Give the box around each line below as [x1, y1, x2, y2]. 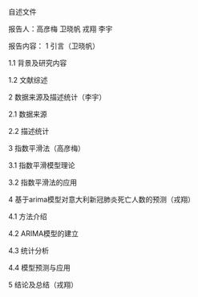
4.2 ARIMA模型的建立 [8, 229, 79, 238]
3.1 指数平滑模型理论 [8, 161, 75, 170]
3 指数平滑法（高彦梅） [8, 144, 86, 153]
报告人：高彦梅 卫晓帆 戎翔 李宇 [8, 24, 113, 34]
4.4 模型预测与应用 [8, 263, 71, 272]
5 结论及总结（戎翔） [8, 280, 79, 289]
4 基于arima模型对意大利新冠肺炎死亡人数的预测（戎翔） [8, 195, 195, 204]
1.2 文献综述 [8, 75, 48, 84]
